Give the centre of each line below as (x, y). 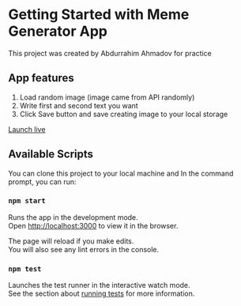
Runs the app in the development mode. (73, 217)
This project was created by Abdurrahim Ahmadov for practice (110, 53)
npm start (27, 201)
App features (41, 78)
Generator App (58, 31)
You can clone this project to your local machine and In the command (121, 173)
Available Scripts (51, 155)
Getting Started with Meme (99, 15)
